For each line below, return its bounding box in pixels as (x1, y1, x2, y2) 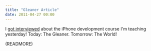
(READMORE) (5, 40, 33, 46)
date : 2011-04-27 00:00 (5, 12, 55, 17)
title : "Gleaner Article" (5, 7, 59, 12)
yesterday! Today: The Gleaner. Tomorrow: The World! (5, 31, 117, 37)
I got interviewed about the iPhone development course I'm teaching (5, 25, 146, 31)
